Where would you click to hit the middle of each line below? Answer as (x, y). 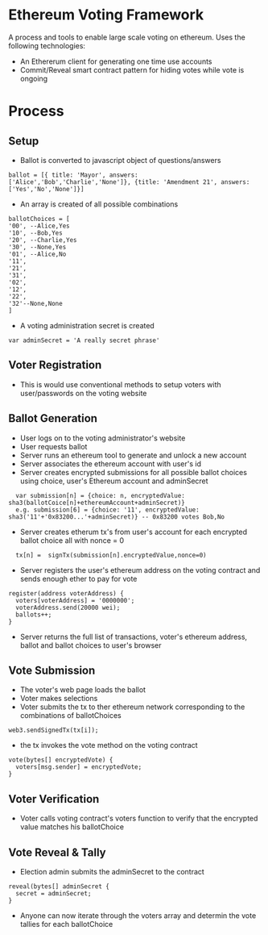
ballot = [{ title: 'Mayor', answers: (73, 175)
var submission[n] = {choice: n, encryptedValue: (100, 495)
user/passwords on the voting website (83, 393)
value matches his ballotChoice (72, 827)
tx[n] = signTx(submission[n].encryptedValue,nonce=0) (111, 555)
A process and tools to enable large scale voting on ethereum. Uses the (127, 37)
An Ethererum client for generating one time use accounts (116, 61)
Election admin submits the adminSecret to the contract (112, 872)
